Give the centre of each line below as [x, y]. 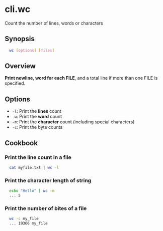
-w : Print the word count [37, 117]
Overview [20, 66]
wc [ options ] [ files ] [32, 50]
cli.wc [18, 9]
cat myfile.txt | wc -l [34, 167]
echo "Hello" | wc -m [32, 191]
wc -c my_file [24, 219]
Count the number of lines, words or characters [54, 23]
